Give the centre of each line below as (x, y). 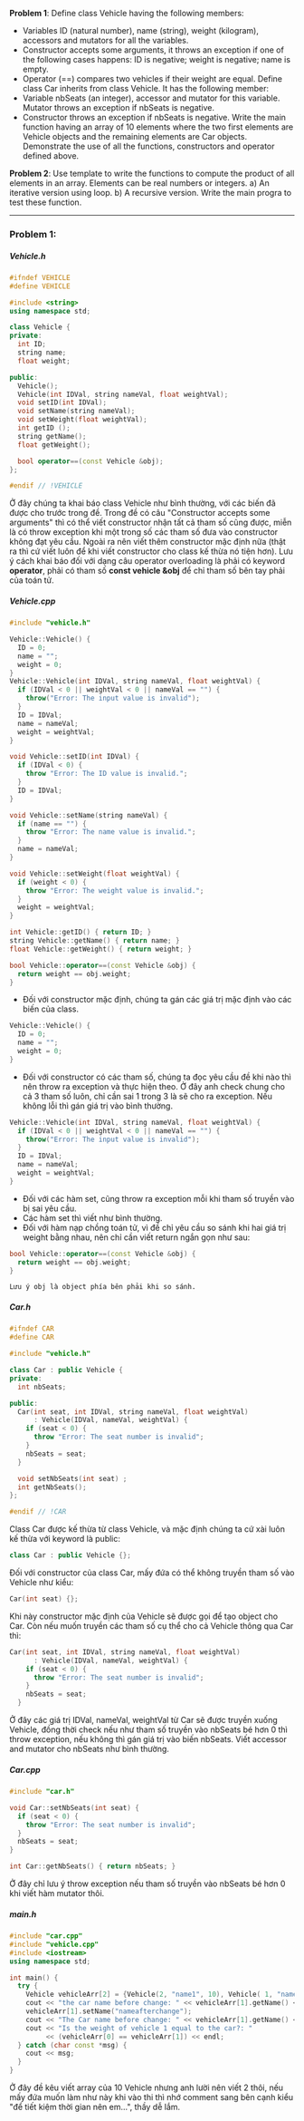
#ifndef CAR (32, 1329)
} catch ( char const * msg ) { (72, 2045)
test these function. (46, 202)
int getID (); (44, 428)
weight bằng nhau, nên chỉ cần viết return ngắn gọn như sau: (136, 1237)
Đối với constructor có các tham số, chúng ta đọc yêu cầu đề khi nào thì (157, 1077)
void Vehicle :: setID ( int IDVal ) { (75, 757)
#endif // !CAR (38, 1512)
